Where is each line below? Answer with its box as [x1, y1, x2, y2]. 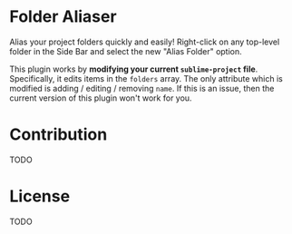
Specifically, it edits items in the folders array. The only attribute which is [9, 73, 283, 83]
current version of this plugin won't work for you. [9, 93, 192, 103]
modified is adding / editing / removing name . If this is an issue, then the [9, 83, 275, 93]
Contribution [9, 124, 108, 145]
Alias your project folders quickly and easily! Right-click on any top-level [9, 36, 280, 47]
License [9, 186, 71, 207]
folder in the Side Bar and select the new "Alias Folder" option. [9, 45, 242, 56]
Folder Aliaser [9, 6, 117, 27]
